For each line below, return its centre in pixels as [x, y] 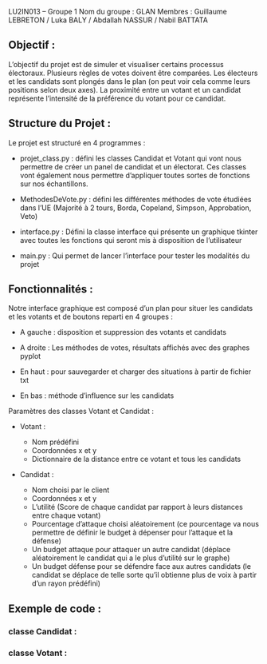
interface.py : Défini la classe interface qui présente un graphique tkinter [139, 232]
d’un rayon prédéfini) [66, 583]
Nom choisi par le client [71, 490]
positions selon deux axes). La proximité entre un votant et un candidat [125, 89]
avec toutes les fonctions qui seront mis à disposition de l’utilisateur [131, 240]
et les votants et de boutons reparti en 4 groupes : [91, 317]
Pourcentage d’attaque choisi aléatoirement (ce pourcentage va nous [145, 524]
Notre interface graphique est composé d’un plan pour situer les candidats [131, 308]
